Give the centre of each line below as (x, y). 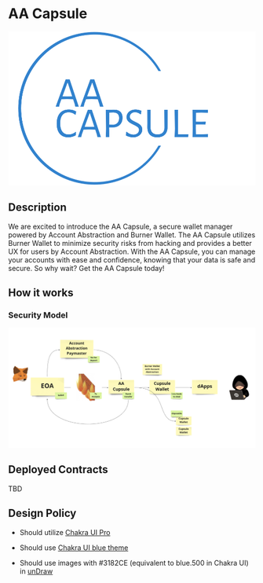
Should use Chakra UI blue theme (74, 548)
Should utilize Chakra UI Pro (65, 532)
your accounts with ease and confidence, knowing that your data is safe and (132, 259)
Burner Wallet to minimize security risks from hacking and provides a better (130, 243)
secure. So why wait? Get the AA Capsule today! (86, 268)
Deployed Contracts (58, 469)
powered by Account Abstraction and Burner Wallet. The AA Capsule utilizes (132, 235)
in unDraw (36, 571)
